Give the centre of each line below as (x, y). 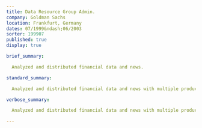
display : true (24, 46)
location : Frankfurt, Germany (44, 23)
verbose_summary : (28, 100)
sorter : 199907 (25, 34)
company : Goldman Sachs (36, 17)
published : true (26, 40)
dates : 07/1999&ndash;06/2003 (44, 29)
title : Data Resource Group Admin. (51, 12)
